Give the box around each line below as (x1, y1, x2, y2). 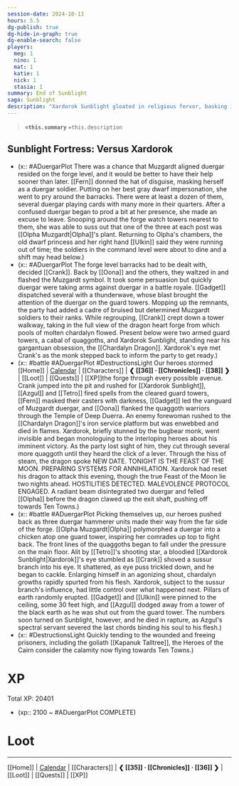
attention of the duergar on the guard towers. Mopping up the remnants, (17, 298, 230, 307)
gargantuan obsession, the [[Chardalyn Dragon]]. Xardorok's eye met (17, 343, 221, 352)
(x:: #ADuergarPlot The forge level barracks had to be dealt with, (17, 260, 208, 269)
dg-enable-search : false (7, 37, 81, 44)
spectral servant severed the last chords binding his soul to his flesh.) (17, 623, 222, 632)
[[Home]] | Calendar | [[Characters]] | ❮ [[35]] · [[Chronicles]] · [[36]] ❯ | (7, 763, 223, 772)
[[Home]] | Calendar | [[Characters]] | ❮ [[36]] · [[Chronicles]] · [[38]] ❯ (17, 366, 230, 374)
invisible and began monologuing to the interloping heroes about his (17, 434, 218, 442)
